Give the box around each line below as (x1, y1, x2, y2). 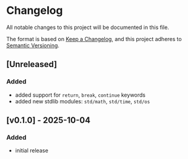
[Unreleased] (6, 59, 58, 70)
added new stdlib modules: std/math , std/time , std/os (15, 97, 150, 105)
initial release (15, 147, 49, 154)
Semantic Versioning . (6, 42, 59, 49)
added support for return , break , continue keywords (15, 91, 146, 99)
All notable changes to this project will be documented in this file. (6, 24, 170, 31)
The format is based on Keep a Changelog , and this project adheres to (6, 35, 182, 42)
